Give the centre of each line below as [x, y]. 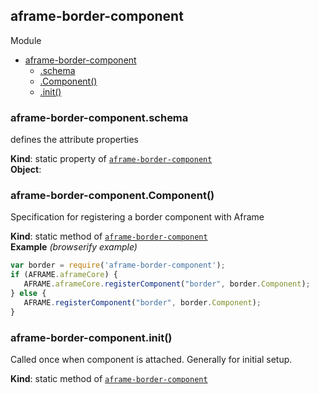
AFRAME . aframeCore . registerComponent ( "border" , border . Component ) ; [167, 284]
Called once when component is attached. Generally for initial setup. [151, 359]
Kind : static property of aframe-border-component [111, 159]
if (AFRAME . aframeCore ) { [64, 275]
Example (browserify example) [74, 247]
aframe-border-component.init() [91, 337]
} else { [28, 294]
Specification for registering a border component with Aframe [137, 217]
